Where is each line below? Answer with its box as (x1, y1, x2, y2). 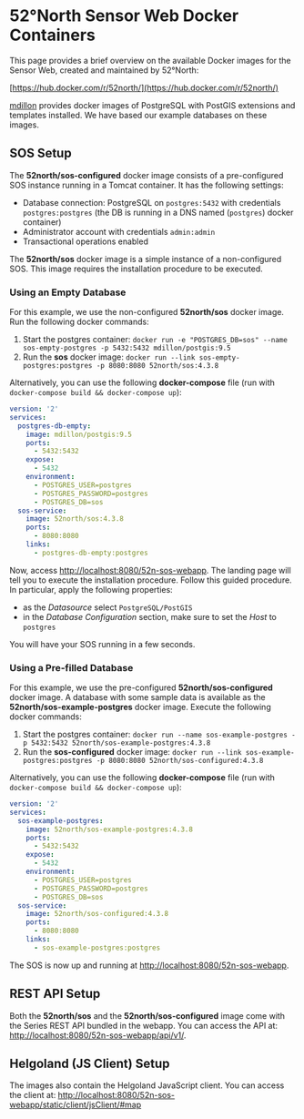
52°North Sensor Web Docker (9, 5, 239, 26)
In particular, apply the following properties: (9, 584, 173, 595)
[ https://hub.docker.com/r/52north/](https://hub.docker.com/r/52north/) (9, 82, 279, 93)
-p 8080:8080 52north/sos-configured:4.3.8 (96, 757, 264, 766)
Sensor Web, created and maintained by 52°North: (9, 65, 199, 76)
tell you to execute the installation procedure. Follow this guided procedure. (9, 575, 293, 585)
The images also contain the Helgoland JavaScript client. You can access (9, 1080, 285, 1091)
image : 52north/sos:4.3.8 (25, 514, 125, 524)
